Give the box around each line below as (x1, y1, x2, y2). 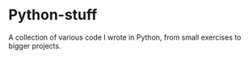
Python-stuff (8, 6, 98, 24)
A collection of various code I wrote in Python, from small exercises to (8, 32, 242, 42)
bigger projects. (8, 40, 61, 50)
